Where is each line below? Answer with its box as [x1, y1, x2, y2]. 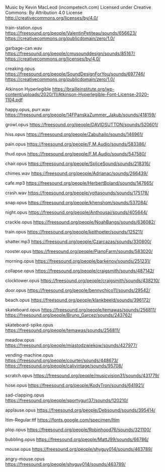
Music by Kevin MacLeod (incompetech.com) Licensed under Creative [5, 5, 151, 10]
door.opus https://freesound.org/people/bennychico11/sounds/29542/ [5, 287, 150, 293]
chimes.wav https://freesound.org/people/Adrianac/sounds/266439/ [5, 171, 148, 176]
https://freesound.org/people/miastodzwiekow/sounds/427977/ [5, 342, 137, 348]
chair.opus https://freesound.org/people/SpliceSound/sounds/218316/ [5, 161, 151, 167]
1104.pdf [5, 97, 23, 103]
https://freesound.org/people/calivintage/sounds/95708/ [5, 363, 123, 369]
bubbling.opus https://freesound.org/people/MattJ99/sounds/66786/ [5, 436, 149, 442]
